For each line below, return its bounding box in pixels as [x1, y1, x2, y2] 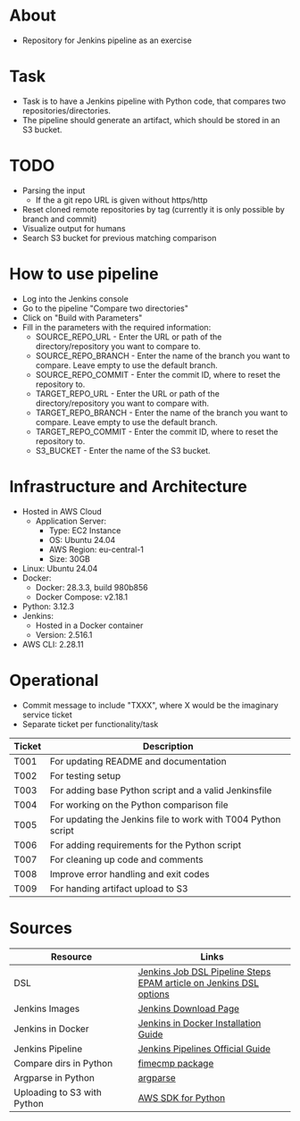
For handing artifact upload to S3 [49, 882, 188, 894]
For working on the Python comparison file [49, 799, 229, 811]
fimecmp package [137, 1057, 214, 1069]
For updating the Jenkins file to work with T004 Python [49, 813, 281, 825]
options [137, 988, 170, 1000]
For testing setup [49, 769, 121, 782]
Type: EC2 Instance [48, 524, 121, 536]
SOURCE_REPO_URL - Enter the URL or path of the [35, 331, 222, 342]
